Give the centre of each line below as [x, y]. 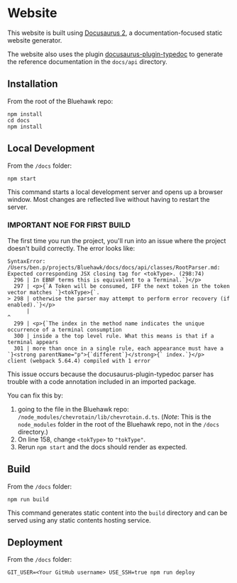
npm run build [28, 499]
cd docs [19, 120]
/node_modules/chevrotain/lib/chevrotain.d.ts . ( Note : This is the [114, 417]
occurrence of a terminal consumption [65, 330]
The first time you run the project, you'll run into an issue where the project [117, 240]
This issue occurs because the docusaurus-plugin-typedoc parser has [111, 374]
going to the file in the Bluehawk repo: [73, 409]
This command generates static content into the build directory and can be [117, 513]
